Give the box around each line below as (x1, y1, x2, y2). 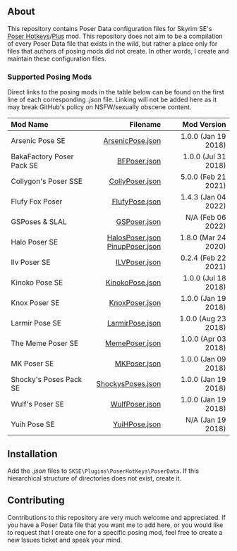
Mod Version (182, 120, 226, 130)
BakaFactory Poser (11, 151, 74, 161)
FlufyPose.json (111, 197, 162, 206)
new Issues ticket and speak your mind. (7, 535, 123, 544)
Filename (129, 120, 162, 130)
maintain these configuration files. (7, 54, 107, 63)
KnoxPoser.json (109, 298, 162, 308)
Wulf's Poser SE (11, 400, 65, 409)
